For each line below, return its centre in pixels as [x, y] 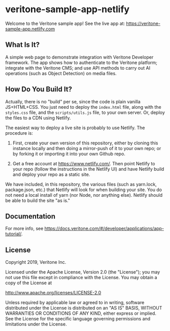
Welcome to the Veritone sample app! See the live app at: [65, 23]
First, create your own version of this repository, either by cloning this [85, 143]
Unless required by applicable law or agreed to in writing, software [75, 303]
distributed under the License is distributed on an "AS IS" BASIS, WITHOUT [84, 308]
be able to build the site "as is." [38, 200]
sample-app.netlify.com [30, 28]
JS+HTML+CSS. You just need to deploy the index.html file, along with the [83, 107]
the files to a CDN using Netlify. [38, 117]
